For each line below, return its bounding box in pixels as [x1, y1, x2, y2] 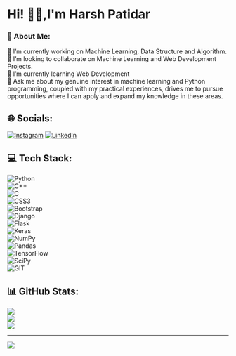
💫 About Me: [7, 32, 51, 41]
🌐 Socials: [7, 112, 53, 124]
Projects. [7, 62, 33, 71]
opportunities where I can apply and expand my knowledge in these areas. [7, 92, 223, 100]
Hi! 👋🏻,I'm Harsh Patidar [7, 6, 151, 22]
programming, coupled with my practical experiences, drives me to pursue [7, 84, 223, 93]
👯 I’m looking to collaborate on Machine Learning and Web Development [7, 55, 216, 63]
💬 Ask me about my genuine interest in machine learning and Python [7, 77, 206, 86]
